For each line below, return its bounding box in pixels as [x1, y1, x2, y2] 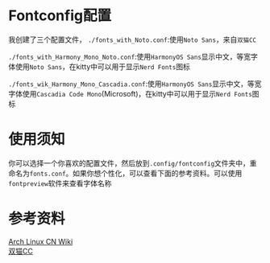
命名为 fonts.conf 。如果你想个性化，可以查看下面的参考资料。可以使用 [8, 168, 243, 178]
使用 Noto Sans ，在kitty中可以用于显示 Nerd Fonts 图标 [15, 61, 191, 72]
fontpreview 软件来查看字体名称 [8, 178, 112, 188]
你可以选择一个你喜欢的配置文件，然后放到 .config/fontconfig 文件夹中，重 [8, 158, 257, 168]
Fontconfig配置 [8, 6, 111, 25]
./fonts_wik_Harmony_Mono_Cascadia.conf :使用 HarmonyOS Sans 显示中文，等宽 [8, 79, 262, 88]
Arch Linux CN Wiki [8, 236, 73, 246]
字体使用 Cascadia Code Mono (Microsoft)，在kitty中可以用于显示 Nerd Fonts [8, 88, 252, 98]
